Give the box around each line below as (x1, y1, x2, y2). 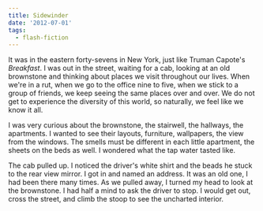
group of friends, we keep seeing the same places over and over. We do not (8, 88, 255, 98)
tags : (8, 26, 26, 34)
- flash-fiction (15, 33, 69, 42)
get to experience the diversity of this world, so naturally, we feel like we (8, 97, 244, 106)
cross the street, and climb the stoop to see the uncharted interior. (8, 194, 224, 204)
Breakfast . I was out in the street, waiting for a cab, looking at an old (8, 64, 231, 73)
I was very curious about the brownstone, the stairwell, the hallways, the (8, 120, 244, 130)
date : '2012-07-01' (8, 19, 73, 27)
